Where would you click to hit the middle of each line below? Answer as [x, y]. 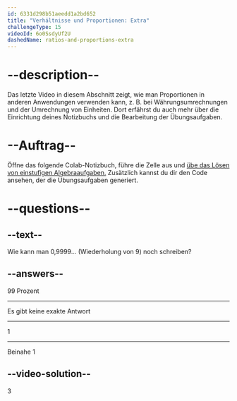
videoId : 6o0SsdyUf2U [39, 34]
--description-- [54, 75]
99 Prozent [24, 291]
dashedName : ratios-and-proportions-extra [71, 40]
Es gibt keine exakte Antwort [49, 311]
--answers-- [35, 274]
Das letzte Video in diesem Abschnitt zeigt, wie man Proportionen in [106, 95]
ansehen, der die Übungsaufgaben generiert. [73, 180]
